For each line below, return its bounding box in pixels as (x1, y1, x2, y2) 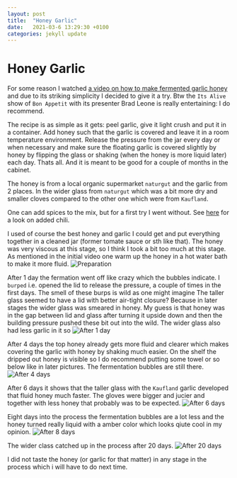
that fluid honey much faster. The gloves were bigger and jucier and (7, 391, 205, 400)
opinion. (7, 428, 31, 436)
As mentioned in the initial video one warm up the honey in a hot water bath (7, 252, 228, 261)
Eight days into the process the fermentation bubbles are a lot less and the (7, 413, 224, 421)
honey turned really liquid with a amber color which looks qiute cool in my (7, 420, 223, 429)
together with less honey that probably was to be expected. (7, 399, 181, 408)
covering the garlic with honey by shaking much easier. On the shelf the (7, 348, 217, 356)
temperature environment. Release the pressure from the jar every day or (7, 135, 221, 144)
